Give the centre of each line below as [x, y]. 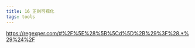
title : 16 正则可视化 [30, 11]
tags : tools [20, 17]
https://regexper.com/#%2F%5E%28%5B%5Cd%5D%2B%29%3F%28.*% [97, 33]
